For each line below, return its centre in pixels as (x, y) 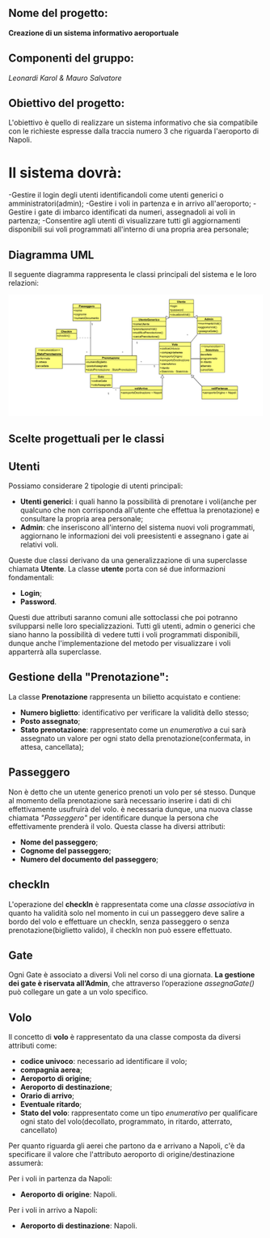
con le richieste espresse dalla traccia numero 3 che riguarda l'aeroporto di (134, 131)
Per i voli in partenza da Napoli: (60, 1179)
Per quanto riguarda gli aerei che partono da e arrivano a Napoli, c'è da (127, 1146)
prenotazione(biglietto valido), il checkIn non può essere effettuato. (120, 930)
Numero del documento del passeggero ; (89, 859)
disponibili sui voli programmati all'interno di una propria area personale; (129, 229)
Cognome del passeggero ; (65, 850)
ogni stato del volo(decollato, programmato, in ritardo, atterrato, (126, 1121)
